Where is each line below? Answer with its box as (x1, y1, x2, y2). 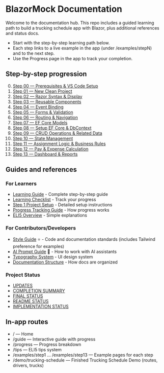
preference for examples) (12, 243, 64, 249)
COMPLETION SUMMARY (12, 288, 65, 294)
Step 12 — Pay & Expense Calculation (12, 146, 89, 151)
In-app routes (5, 318, 49, 326)
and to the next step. (12, 50, 55, 56)
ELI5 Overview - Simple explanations (12, 212, 87, 218)
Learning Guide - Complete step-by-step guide (12, 191, 109, 197)
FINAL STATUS (12, 293, 43, 299)
